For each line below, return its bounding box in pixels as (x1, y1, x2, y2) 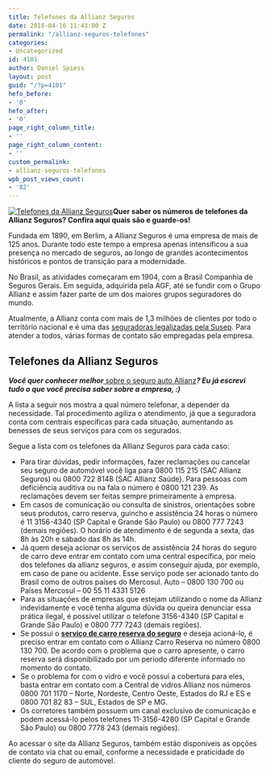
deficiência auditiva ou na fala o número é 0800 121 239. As (19, 482, 219, 492)
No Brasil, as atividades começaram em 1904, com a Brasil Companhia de (8, 272, 254, 282)
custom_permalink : (8, 158, 70, 166)
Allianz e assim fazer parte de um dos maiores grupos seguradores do (8, 289, 242, 299)
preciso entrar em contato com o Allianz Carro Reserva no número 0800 (19, 636, 260, 646)
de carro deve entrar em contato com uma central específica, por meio (19, 551, 256, 561)
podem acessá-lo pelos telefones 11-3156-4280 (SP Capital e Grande (19, 714, 251, 724)
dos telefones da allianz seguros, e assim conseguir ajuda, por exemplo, (19, 560, 260, 569)
